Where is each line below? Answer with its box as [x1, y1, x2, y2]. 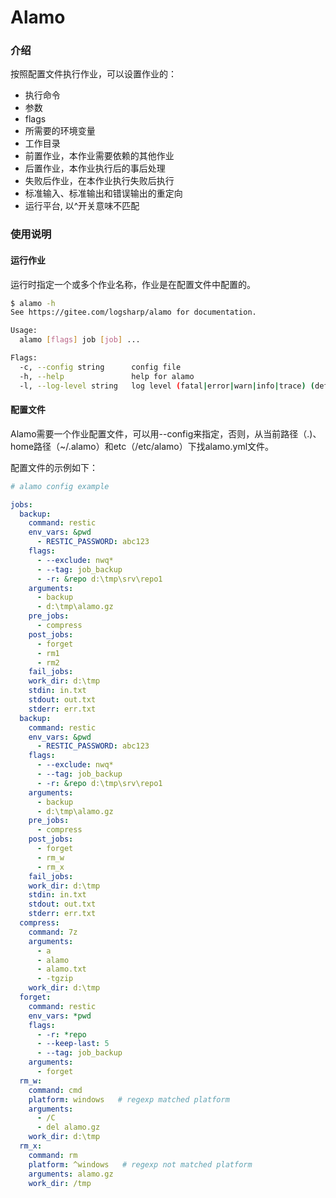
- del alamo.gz [36, 1122, 101, 1133]
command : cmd [28, 1085, 83, 1095]
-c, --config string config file [19, 362, 182, 372]
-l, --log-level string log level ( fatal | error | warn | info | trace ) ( [19, 381, 315, 391]
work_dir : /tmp [28, 1178, 92, 1188]
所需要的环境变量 [24, 125, 96, 137]
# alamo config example [10, 481, 110, 491]
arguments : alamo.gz [28, 1169, 114, 1179]
